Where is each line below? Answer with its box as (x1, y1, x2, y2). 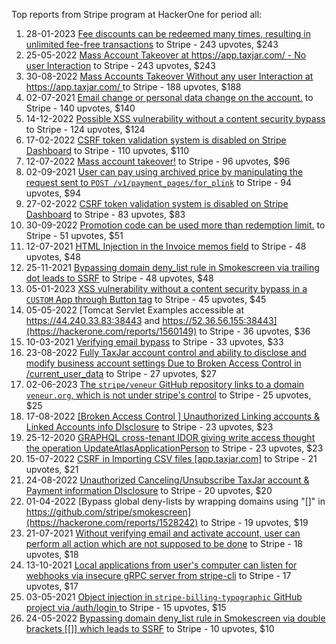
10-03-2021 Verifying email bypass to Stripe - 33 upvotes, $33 (25, 336, 284, 348)
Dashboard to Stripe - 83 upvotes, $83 (25, 209, 186, 220)
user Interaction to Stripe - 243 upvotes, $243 (25, 60, 216, 71)
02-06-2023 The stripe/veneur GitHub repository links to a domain (25, 379, 305, 390)
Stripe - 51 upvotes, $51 (25, 230, 124, 241)
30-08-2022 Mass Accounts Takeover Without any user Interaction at (25, 70, 314, 82)
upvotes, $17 (25, 580, 79, 592)
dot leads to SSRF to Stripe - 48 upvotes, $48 (25, 272, 214, 284)
